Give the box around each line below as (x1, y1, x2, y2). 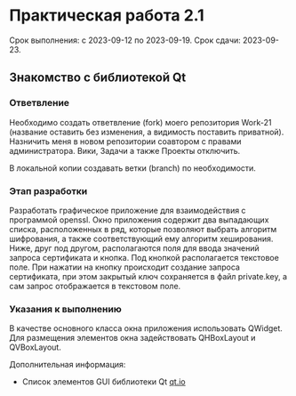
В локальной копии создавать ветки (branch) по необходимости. (9, 162, 256, 174)
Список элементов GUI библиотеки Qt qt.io (21, 376, 187, 387)
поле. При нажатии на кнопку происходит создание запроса (9, 262, 240, 272)
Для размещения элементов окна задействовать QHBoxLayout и (9, 333, 256, 343)
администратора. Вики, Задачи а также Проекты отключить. (9, 145, 241, 156)
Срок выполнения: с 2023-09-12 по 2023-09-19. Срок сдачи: (9, 35, 242, 45)
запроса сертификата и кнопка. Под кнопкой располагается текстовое (9, 252, 280, 263)
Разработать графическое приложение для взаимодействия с (9, 205, 246, 215)
